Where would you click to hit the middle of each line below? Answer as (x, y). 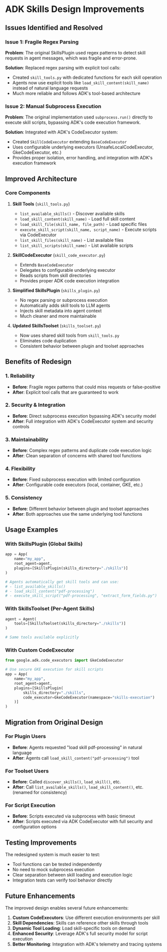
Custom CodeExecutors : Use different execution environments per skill (86, 918)
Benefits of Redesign (38, 362)
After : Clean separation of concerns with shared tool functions (77, 456)
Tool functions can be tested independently (57, 864)
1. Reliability (20, 376)
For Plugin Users (26, 737)
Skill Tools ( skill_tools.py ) (41, 204)
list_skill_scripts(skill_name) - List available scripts (77, 245)
